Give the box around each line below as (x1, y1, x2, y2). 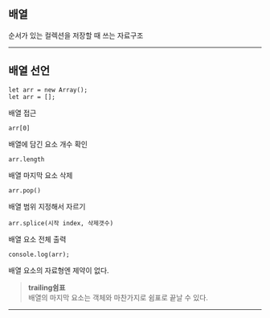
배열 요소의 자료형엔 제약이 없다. (8, 265, 110, 275)
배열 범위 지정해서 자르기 (8, 201, 86, 211)
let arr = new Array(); (8, 85, 88, 94)
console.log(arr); (8, 250, 70, 258)
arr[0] (8, 124, 31, 132)
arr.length (8, 155, 45, 163)
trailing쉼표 (27, 283, 66, 292)
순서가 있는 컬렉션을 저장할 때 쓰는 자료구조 (8, 31, 144, 40)
